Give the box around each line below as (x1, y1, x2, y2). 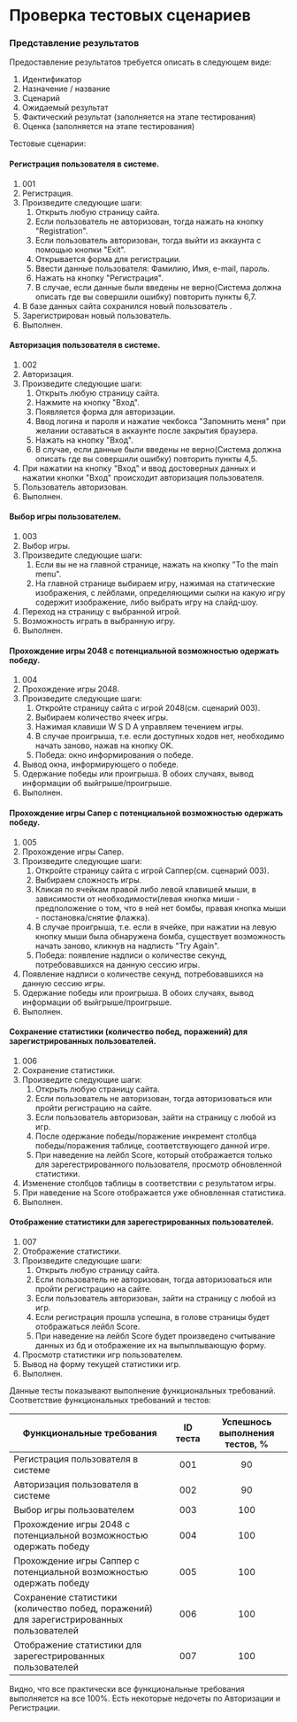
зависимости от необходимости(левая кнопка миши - (34, 893, 240, 904)
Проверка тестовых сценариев (9, 5, 252, 26)
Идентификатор (21, 74, 82, 85)
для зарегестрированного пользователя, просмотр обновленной (34, 1159, 282, 1170)
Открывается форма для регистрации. (34, 253, 181, 264)
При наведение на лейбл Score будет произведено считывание (34, 1330, 276, 1341)
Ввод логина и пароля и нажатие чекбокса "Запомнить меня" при (34, 415, 286, 426)
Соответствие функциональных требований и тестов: (9, 1394, 212, 1405)
